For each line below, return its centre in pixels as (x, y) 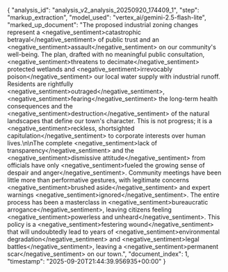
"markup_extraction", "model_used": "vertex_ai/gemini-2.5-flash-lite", (107, 17)
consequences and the (40, 106)
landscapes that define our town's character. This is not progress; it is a (110, 121)
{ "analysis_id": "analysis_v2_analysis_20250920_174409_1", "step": (103, 10)
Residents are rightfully (40, 84)
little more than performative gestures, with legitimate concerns (98, 180)
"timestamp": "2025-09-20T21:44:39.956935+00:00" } (87, 261)
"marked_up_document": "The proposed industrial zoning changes (103, 25)
